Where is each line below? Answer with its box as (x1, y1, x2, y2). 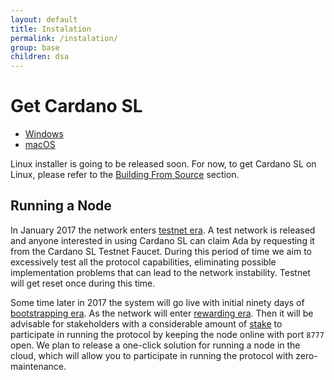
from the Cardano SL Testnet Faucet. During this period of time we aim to (10, 245, 313, 257)
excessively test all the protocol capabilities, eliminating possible (10, 256, 277, 268)
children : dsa (10, 52, 70, 62)
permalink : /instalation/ (10, 33, 118, 43)
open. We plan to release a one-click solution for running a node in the (10, 339, 301, 351)
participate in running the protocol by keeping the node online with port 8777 (10, 328, 325, 340)
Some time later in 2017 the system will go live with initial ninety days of (10, 296, 305, 308)
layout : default (10, 14, 78, 25)
